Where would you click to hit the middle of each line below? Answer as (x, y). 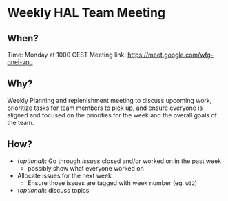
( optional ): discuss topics (53, 190)
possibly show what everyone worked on (86, 168)
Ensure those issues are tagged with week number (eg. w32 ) (112, 183)
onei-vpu (20, 62)
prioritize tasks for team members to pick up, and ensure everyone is (105, 108)
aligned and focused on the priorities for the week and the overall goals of (112, 115)
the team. (21, 122)
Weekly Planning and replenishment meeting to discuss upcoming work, (110, 100)
